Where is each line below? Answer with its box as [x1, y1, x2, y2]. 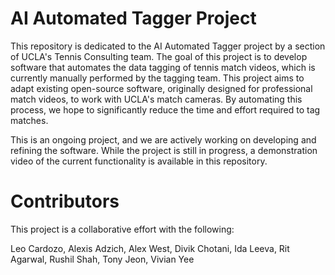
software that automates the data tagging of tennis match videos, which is [10, 61, 316, 73]
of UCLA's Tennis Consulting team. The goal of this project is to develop [10, 50, 308, 62]
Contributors [10, 190, 120, 213]
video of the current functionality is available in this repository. [10, 155, 268, 167]
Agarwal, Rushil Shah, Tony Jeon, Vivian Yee [10, 253, 195, 265]
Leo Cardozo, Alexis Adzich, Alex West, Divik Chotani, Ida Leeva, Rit [10, 242, 290, 254]
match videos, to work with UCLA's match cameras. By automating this [10, 93, 303, 105]
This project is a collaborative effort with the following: [10, 223, 235, 235]
